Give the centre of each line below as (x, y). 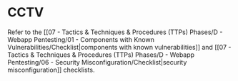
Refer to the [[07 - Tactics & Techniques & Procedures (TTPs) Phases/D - (115, 32)
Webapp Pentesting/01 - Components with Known (81, 39)
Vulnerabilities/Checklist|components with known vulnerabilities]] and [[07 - (119, 47)
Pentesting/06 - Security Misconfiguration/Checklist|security (97, 62)
